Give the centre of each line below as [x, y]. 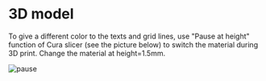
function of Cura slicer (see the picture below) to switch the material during [133, 44]
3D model [41, 14]
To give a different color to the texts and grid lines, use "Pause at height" [129, 36]
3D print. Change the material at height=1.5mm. [87, 53]
